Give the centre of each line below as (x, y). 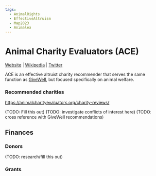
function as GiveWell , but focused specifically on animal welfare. (70, 80)
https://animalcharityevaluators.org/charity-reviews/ (57, 103)
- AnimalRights (25, 14)
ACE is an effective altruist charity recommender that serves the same (75, 74)
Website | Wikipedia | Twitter (34, 65)
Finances (19, 132)
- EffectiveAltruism (30, 18)
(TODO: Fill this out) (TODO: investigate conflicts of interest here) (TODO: (78, 112)
